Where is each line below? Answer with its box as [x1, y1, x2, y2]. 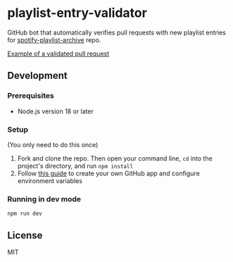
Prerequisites [7, 91, 54, 101]
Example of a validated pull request [7, 49, 110, 58]
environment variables [17, 176, 83, 185]
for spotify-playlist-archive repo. [7, 35, 101, 44]
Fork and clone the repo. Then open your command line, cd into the [17, 154, 213, 163]
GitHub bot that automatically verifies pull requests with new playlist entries [7, 28, 227, 37]
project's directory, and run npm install [17, 161, 134, 170]
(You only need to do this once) [7, 140, 99, 149]
